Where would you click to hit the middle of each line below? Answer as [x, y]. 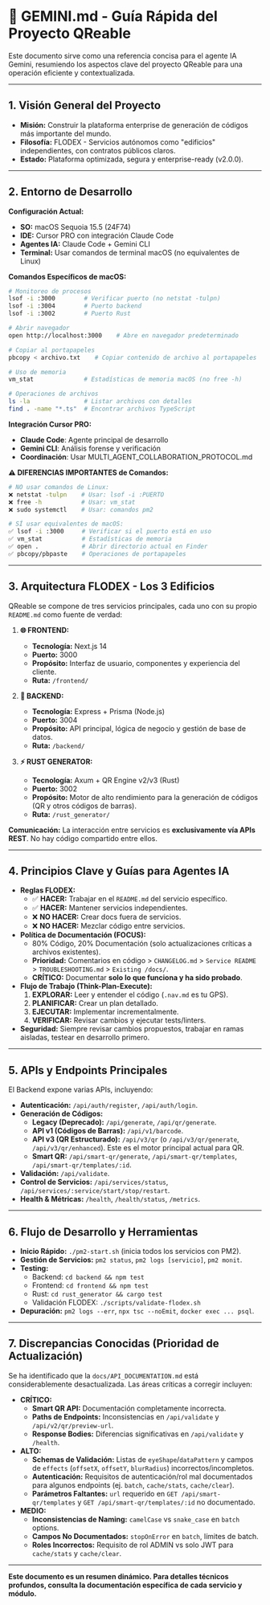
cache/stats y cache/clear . [77, 1553]
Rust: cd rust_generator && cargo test [97, 1294]
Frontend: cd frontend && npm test [90, 1285]
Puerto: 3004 [55, 720]
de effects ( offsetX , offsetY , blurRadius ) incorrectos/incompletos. [143, 1468]
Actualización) [46, 1356]
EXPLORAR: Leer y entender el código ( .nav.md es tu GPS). [130, 994]
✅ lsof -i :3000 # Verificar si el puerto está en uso [110, 532]
